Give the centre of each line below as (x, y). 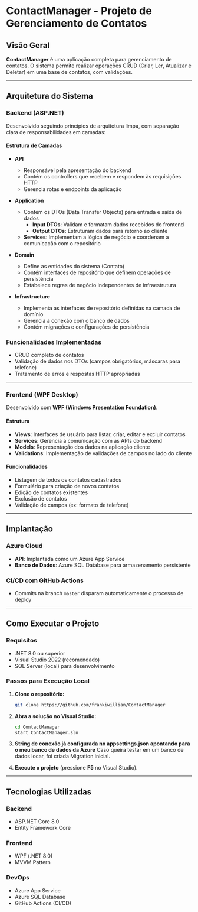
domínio (33, 314)
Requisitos (22, 641)
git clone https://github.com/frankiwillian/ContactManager (90, 705)
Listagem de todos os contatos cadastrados (68, 479)
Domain (24, 255)
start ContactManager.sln (46, 732)
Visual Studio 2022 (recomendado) (57, 660)
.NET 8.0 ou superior (40, 653)
